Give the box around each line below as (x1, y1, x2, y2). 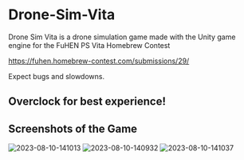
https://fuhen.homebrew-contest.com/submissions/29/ (8, 56, 190, 66)
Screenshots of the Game (8, 122, 138, 135)
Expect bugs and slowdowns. (8, 71, 105, 81)
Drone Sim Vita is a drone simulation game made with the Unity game (8, 32, 236, 42)
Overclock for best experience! (8, 94, 166, 109)
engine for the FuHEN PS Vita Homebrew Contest (8, 40, 171, 50)
